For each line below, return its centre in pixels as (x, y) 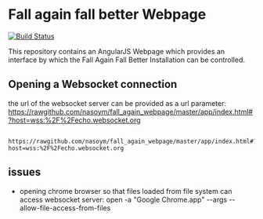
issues (25, 172)
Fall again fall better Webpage (107, 15)
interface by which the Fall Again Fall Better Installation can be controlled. (126, 60)
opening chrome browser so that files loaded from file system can (126, 191)
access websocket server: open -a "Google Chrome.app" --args (123, 199)
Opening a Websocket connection (93, 84)
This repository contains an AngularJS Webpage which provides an (117, 51)
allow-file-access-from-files (65, 208)
